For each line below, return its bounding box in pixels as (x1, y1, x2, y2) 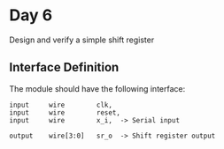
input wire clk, (9, 101, 113, 109)
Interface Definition (9, 60, 120, 75)
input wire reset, (9, 108, 121, 117)
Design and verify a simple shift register (9, 34, 155, 45)
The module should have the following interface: (9, 83, 186, 93)
